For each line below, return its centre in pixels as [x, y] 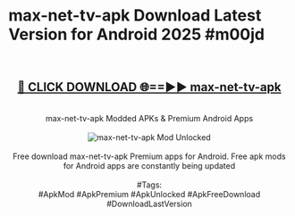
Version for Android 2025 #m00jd [137, 34]
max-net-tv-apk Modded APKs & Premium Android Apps [149, 118]
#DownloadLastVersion [149, 204]
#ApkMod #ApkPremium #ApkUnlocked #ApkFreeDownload [149, 194]
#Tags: [149, 185]
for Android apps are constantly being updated [149, 165]
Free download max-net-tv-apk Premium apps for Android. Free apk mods [149, 156]
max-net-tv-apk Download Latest [135, 16]
